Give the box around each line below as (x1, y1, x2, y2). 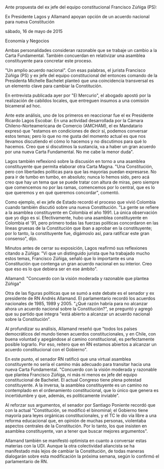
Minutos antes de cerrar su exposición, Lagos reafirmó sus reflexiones (5, 245, 148, 251)
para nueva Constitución (5, 19, 55, 25)
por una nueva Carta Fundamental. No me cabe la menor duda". (5, 149, 134, 155)
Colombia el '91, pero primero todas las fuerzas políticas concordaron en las (5, 220, 159, 226)
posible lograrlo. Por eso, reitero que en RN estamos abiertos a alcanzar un (5, 341, 157, 347)
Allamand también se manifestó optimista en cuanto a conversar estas (5, 438, 147, 443)
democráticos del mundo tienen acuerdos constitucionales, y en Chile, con (5, 331, 156, 337)
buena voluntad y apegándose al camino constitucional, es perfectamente (5, 336, 155, 342)
